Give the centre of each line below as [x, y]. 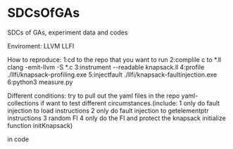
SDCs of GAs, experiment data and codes [68, 32]
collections [23, 103]
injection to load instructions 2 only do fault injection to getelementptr [108, 110]
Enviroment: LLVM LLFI [41, 46]
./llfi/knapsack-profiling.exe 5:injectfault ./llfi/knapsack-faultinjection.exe [112, 74]
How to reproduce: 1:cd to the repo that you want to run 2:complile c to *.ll [114, 59]
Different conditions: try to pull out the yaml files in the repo [94, 96]
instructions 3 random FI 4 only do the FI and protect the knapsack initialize [117, 118]
